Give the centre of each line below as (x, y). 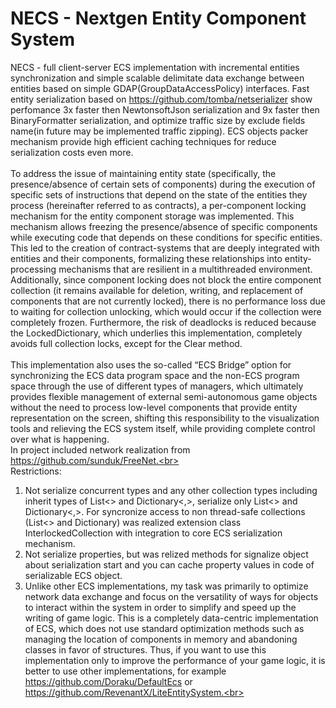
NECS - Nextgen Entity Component (158, 18)
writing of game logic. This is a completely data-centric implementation (171, 618)
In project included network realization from (100, 449)
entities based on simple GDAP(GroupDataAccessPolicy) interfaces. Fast (160, 88)
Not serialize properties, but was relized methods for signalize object (166, 554)
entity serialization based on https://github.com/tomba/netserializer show (161, 99)
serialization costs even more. (72, 152)
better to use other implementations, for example (125, 671)
